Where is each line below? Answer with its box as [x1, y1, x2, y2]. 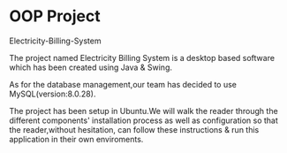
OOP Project [9, 6, 101, 27]
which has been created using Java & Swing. [9, 62, 172, 73]
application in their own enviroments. [9, 134, 144, 144]
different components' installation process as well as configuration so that [9, 115, 278, 126]
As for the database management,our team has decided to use [9, 79, 237, 89]
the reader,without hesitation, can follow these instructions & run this [9, 124, 260, 134]
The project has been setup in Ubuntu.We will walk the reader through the [9, 105, 278, 116]
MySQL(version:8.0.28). [9, 88, 96, 99]
